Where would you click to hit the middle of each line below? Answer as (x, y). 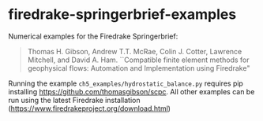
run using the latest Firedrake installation (74, 100)
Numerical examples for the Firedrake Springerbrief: (93, 36)
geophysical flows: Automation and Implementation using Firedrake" (139, 68)
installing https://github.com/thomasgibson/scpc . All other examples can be (131, 91)
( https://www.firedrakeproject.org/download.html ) (90, 108)
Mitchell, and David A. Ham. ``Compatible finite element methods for (139, 60)
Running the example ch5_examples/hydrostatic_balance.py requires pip (126, 83)
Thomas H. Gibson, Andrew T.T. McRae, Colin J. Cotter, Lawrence (135, 51)
